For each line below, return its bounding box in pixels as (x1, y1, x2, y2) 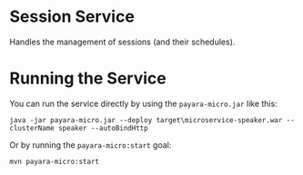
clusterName (9, 123, 55, 132)
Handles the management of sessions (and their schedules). (9, 36, 236, 47)
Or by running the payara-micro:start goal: (9, 139, 172, 151)
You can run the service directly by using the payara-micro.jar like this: (9, 98, 278, 109)
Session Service (9, 6, 135, 27)
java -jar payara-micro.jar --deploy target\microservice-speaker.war (9, 115, 283, 124)
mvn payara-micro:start (9, 157, 100, 166)
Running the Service (9, 68, 167, 89)
